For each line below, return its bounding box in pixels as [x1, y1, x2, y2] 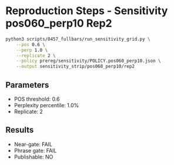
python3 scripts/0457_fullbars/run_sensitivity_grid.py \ [5, 36, 150, 42]
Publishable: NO [14, 153, 53, 160]
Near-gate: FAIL [14, 140, 53, 148]
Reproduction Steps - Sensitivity [5, 4, 168, 18]
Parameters [5, 80, 49, 90]
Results [5, 125, 34, 135]
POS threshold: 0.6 [14, 95, 60, 103]
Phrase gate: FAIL [14, 147, 57, 154]
